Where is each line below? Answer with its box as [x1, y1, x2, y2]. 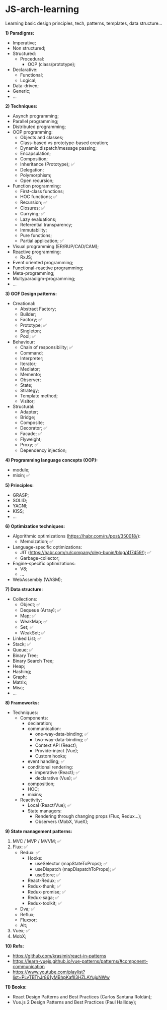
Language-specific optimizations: [12, 544, 82, 550]
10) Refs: [5, 943, 24, 949]
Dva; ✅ [20, 906, 35, 912]
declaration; [27, 720, 53, 726]
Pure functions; [20, 232, 52, 238]
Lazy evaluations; [20, 216, 57, 222]
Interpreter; [20, 355, 44, 361]
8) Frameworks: [5, 699, 39, 705]
